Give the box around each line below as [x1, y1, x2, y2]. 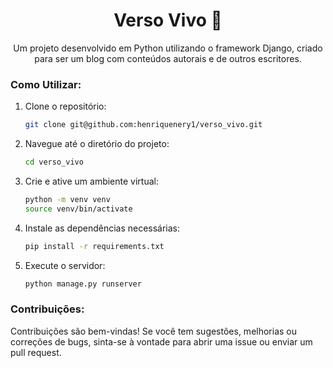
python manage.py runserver [24, 279, 142, 289]
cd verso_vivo [24, 157, 84, 168]
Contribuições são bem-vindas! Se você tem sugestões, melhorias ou [10, 325, 298, 337]
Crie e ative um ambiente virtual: [24, 175, 159, 187]
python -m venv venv [24, 194, 111, 204]
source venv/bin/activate [24, 204, 133, 214]
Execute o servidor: [24, 259, 106, 271]
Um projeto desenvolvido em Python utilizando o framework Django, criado [13, 42, 323, 54]
